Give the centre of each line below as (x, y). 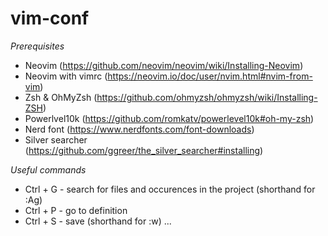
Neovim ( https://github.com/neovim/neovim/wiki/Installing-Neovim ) (164, 65)
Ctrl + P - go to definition (76, 210)
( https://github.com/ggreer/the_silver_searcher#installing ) (144, 150)
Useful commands (48, 169)
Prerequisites (37, 46)
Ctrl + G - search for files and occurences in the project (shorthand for (170, 189)
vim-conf (50, 18)
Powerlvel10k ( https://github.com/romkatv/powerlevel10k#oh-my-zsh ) (169, 118)
